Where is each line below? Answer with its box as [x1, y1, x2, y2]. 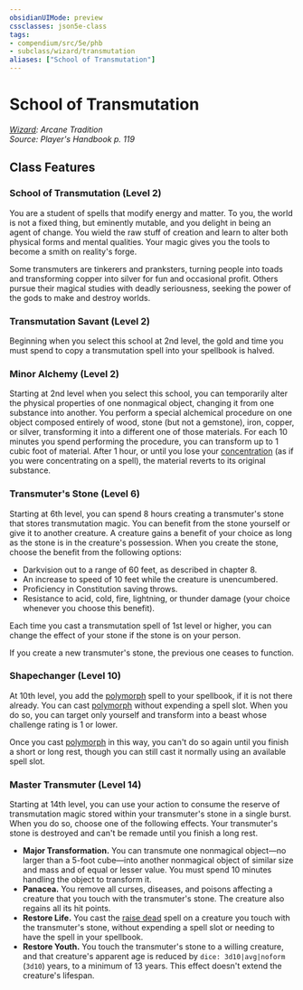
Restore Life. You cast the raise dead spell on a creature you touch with [22, 912, 291, 923]
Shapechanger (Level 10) [9, 670, 122, 683]
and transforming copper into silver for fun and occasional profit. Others [9, 273, 279, 284]
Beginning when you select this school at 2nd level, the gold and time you [9, 335, 284, 346]
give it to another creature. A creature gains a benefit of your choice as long [9, 527, 292, 538]
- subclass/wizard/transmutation [9, 47, 136, 56]
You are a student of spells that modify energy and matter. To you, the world [9, 207, 294, 218]
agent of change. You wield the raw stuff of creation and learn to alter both [9, 227, 289, 238]
